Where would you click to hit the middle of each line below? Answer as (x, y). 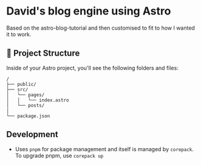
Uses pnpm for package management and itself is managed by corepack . (104, 149)
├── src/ (17, 89)
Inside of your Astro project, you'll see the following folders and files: (93, 68)
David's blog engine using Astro (89, 11)
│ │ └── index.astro (38, 100)
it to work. (19, 34)
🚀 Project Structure (43, 53)
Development (32, 134)
